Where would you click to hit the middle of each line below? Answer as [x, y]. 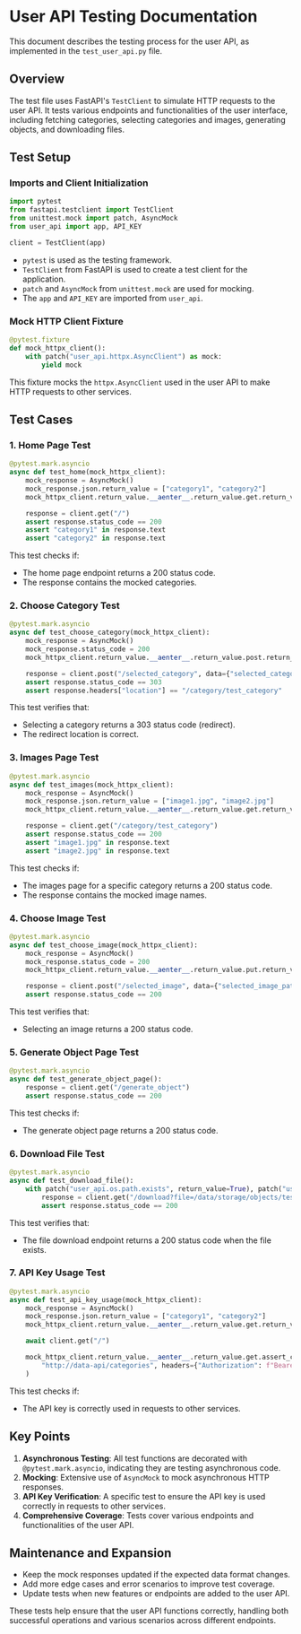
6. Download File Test [57, 1153]
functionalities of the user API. [78, 1525]
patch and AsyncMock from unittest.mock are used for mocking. [138, 288]
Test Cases [41, 420]
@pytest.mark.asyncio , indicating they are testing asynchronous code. [151, 1467]
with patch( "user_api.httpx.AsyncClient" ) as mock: [124, 356]
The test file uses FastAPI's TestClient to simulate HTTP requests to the [142, 100]
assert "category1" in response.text [96, 530]
